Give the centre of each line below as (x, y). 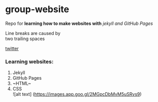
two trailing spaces (25, 39)
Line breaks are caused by (33, 33)
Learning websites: (29, 61)
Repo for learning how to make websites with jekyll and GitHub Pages (79, 23)
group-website (37, 9)
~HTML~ (22, 83)
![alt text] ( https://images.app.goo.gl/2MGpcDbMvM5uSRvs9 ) (77, 94)
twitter (12, 48)
